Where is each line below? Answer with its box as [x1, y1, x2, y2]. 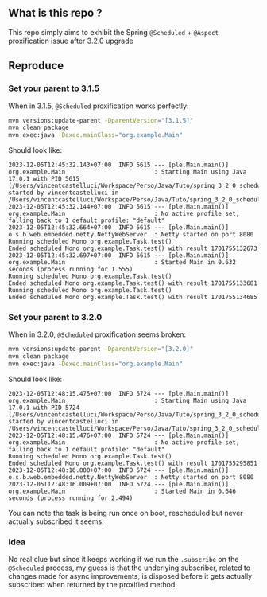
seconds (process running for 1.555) [8, 266, 133, 274]
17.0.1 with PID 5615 [8, 175, 80, 183]
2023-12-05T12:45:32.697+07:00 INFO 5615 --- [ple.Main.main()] [8, 252, 229, 259]
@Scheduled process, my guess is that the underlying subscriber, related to [8, 563, 251, 572]
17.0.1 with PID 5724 [8, 404, 80, 412]
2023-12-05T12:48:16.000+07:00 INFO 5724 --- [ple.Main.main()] [8, 466, 229, 474]
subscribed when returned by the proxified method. [8, 580, 177, 590]
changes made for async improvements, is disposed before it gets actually [8, 572, 253, 581]
